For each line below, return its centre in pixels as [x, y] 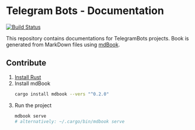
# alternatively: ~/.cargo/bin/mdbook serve [69, 121]
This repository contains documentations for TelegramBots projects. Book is [97, 38]
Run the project [33, 105]
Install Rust [28, 77]
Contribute [26, 63]
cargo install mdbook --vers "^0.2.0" [62, 94]
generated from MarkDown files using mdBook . [63, 45]
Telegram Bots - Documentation [85, 11]
